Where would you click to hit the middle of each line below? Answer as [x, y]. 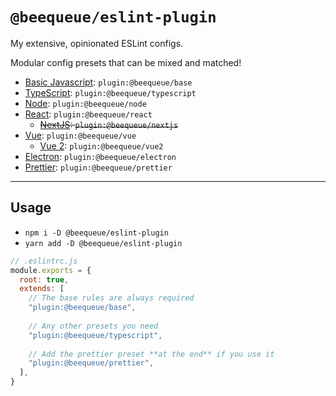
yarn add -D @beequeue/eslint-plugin [103, 243]
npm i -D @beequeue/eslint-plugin [96, 233]
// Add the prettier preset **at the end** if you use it [151, 354]
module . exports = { [51, 270]
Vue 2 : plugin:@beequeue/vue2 [101, 145]
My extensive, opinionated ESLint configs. [97, 43]
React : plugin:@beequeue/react [88, 114]
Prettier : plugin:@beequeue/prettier [98, 167]
